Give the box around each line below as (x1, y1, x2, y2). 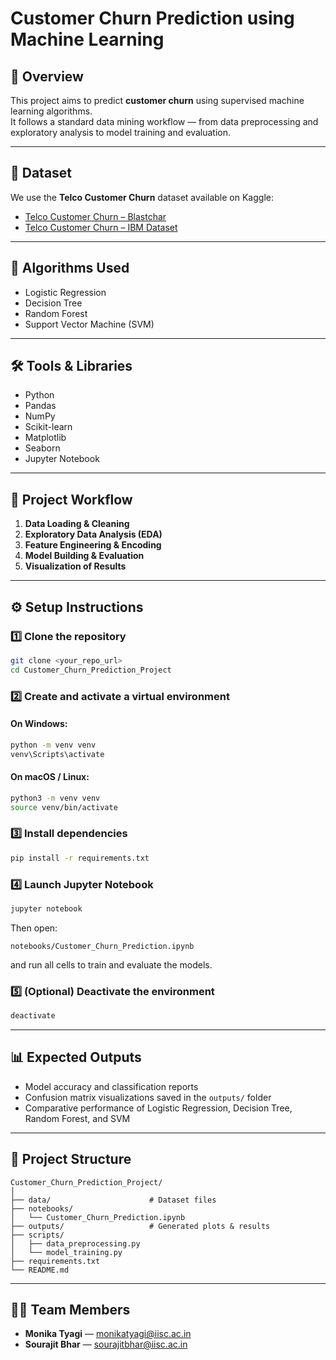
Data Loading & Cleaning (24, 518, 130, 530)
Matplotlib (24, 432, 67, 444)
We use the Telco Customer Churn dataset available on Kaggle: (10, 191, 274, 203)
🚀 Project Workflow (10, 491, 133, 508)
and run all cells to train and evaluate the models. (10, 958, 213, 971)
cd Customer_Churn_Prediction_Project (10, 665, 172, 675)
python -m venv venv (10, 740, 97, 750)
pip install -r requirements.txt (10, 853, 150, 863)
